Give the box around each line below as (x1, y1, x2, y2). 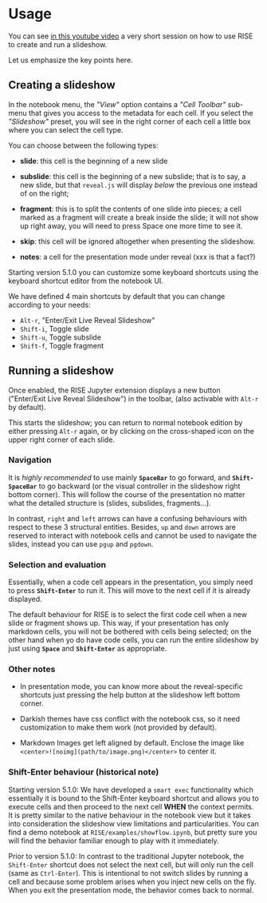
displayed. (8, 595, 42, 604)
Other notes (8, 664, 56, 675)
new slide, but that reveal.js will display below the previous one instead (19, 180, 257, 189)
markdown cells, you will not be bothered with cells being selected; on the (8, 627, 252, 636)
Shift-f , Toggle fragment (19, 340, 104, 350)
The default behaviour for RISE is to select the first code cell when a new (8, 610, 247, 619)
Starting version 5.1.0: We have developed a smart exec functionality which (8, 785, 253, 794)
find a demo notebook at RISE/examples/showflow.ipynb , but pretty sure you (8, 827, 257, 837)
